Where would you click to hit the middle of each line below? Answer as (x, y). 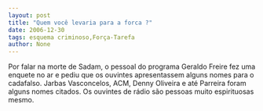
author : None (29, 45)
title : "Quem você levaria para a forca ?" (80, 23)
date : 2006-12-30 (37, 30)
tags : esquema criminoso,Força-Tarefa (71, 37)
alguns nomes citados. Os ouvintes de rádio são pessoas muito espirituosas (131, 91)
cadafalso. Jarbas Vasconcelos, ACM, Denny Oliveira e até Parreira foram (127, 84)
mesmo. (21, 100)
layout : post (29, 15)
